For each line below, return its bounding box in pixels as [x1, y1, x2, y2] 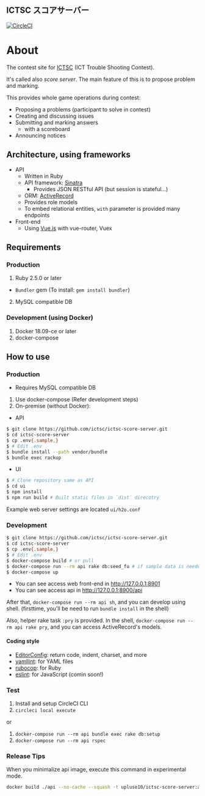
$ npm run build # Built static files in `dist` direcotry [6, 495, 160, 501]
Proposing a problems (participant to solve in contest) [15, 105, 151, 113]
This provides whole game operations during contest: [6, 94, 141, 101]
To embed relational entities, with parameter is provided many [24, 205, 181, 212]
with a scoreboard [24, 125, 70, 132]
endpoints [24, 211, 50, 219]
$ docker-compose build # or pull [6, 558, 95, 564]
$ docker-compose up [6, 569, 59, 575]
